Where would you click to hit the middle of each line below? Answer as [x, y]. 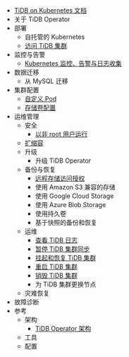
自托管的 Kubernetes [55, 37]
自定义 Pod [41, 99]
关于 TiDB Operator [42, 19]
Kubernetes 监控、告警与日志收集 [73, 63]
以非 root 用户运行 [61, 134]
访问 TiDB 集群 [46, 46]
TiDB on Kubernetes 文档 [50, 10]
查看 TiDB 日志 [56, 240]
